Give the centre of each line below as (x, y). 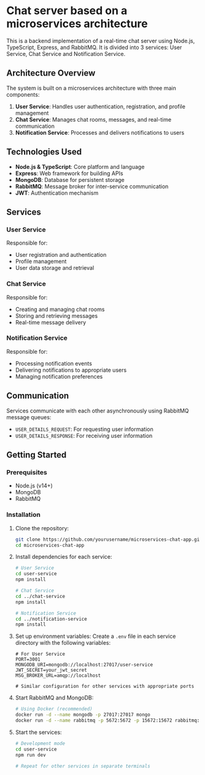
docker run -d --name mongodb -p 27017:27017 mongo (83, 715)
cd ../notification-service (51, 619)
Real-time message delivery (51, 322)
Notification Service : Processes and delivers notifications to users (100, 132)
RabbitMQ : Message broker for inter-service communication (92, 186)
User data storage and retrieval (55, 268)
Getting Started (37, 455)
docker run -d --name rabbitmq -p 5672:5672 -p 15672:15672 (94, 721)
